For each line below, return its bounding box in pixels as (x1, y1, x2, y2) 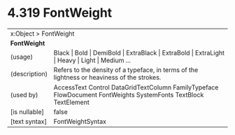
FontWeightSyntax (53, 118, 107, 126)
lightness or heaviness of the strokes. (53, 73, 162, 82)
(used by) (10, 90, 38, 99)
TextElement (53, 98, 90, 106)
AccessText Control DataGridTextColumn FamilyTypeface (53, 83, 219, 92)
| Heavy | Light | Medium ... (53, 56, 131, 64)
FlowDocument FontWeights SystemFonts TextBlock (53, 90, 204, 99)
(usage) (10, 52, 34, 61)
